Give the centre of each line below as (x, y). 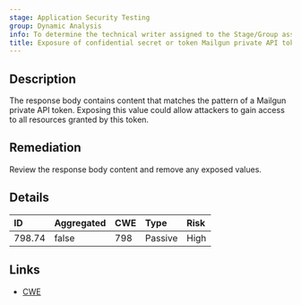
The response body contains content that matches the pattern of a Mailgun (148, 100)
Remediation (46, 148)
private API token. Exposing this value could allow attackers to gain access (147, 110)
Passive (161, 238)
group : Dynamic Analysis (56, 26)
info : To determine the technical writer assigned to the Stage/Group (144, 34)
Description (43, 78)
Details (29, 198)
